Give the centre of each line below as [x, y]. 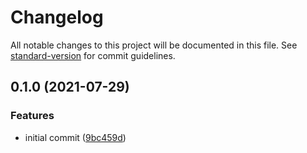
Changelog [57, 17]
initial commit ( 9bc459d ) [75, 137]
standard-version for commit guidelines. [93, 55]
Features [32, 116]
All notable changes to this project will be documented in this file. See [154, 45]
